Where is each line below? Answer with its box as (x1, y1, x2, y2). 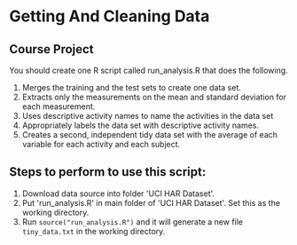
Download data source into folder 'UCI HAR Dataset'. (21, 188, 215, 199)
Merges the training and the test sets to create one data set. (21, 83, 241, 92)
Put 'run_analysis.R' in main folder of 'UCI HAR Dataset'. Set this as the (21, 197, 281, 208)
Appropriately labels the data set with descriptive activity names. (21, 120, 260, 130)
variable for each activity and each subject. (21, 139, 181, 149)
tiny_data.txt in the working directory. (21, 225, 166, 236)
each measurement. (21, 101, 96, 112)
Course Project (9, 42, 95, 57)
